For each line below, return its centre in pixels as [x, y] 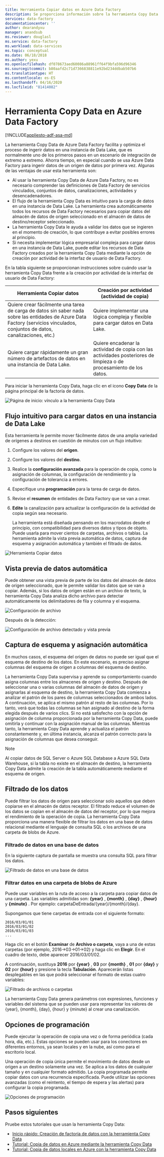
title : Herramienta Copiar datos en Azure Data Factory [63, 10]
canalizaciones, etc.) [31, 335]
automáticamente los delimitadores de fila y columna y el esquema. [73, 601]
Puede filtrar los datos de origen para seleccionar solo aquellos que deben [80, 801]
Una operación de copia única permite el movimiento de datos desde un [78, 1061]
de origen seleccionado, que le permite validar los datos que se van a [75, 585]
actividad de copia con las [123, 349]
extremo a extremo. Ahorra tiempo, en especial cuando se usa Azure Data [80, 160]
